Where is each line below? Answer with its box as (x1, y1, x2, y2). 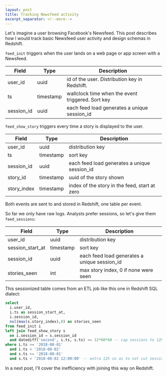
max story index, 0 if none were (79, 267, 153, 274)
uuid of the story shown (69, 174, 124, 181)
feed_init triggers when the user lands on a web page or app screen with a (5, 50, 160, 56)
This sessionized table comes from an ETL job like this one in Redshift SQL (5, 285, 158, 291)
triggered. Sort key (67, 96, 110, 103)
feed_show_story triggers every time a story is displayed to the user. (5, 123, 144, 129)
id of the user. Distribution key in (67, 76, 143, 83)
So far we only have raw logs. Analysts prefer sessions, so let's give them (5, 211, 156, 217)
